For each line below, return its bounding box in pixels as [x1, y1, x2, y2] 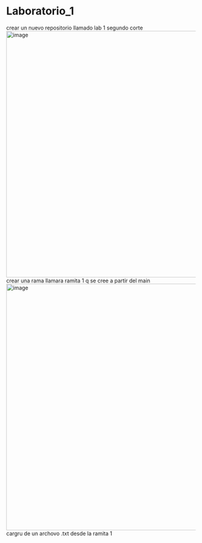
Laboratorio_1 [6, 4, 75, 18]
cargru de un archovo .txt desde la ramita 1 [6, 530, 112, 537]
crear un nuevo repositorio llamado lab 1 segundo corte [6, 24, 143, 31]
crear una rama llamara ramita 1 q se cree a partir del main [6, 277, 150, 284]
